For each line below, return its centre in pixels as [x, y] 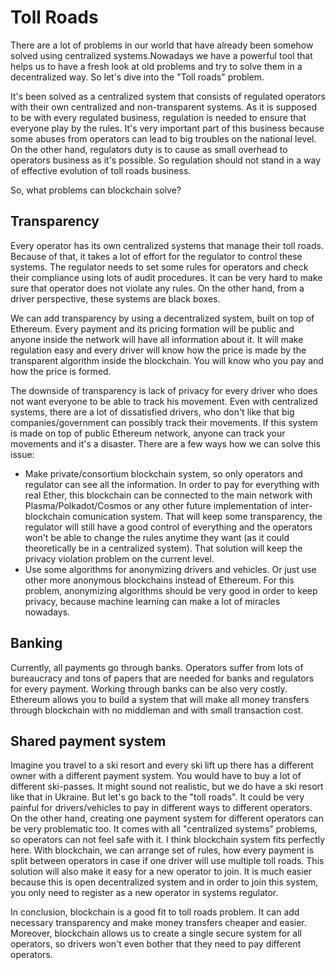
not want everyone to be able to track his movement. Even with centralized [164, 401]
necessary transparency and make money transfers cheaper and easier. [158, 923]
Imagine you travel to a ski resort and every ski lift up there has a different [162, 765]
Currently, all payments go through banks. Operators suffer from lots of [157, 667]
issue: [22, 454]
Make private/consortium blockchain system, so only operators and [163, 473]
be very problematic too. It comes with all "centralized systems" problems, [164, 829]
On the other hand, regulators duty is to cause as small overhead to [149, 149]
